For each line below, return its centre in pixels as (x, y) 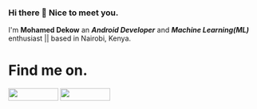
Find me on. (48, 70)
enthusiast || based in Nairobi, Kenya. (70, 38)
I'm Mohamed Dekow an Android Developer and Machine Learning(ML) (129, 30)
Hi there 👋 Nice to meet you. (63, 13)
